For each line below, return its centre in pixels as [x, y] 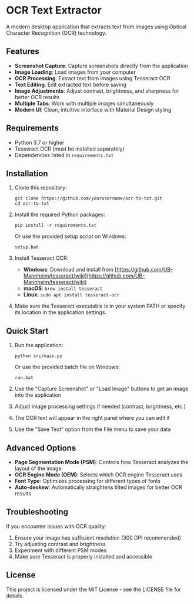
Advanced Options [41, 448]
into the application [38, 395]
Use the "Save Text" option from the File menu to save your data [93, 429]
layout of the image [38, 468]
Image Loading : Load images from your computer [75, 72]
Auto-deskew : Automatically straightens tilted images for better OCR [98, 487]
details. [15, 595]
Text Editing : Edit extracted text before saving [70, 84]
